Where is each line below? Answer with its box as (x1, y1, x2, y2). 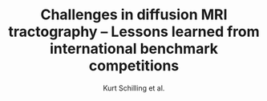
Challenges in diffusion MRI (40, 6, 228, 24)
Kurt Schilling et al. (103, 83, 165, 93)
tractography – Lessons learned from (8, 22, 260, 41)
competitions (88, 57, 180, 75)
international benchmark (50, 40, 218, 58)
